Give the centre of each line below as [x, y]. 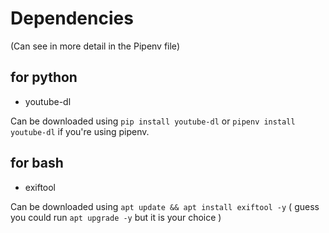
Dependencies [72, 18]
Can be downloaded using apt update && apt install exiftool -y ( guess [165, 206]
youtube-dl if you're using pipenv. [80, 131]
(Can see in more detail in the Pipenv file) [95, 46]
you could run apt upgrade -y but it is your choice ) [116, 217]
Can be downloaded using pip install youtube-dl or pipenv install [153, 121]
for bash [37, 163]
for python [44, 77]
